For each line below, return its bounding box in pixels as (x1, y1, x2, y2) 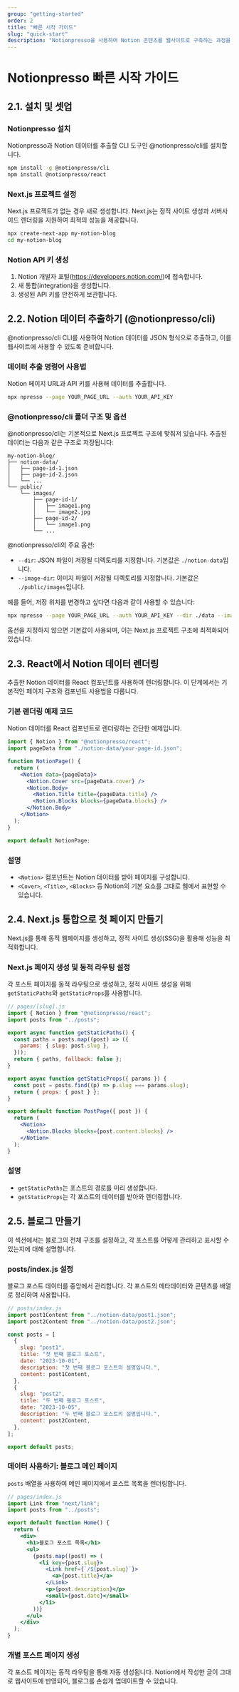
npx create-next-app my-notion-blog (7, 230, 116, 238)
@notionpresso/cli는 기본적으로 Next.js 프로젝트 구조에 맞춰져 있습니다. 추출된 (7, 429, 228, 438)
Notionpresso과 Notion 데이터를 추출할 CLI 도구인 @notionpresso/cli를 (7, 141, 208, 150)
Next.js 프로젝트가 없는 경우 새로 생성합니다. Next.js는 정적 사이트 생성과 (7, 207, 209, 215)
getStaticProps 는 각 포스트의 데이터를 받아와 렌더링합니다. (17, 1192, 183, 1201)
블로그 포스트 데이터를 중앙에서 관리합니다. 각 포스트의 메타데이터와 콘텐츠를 (7, 1281, 218, 1290)
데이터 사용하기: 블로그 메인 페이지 (7, 1462, 117, 1472)
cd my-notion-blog (7, 236, 62, 243)
